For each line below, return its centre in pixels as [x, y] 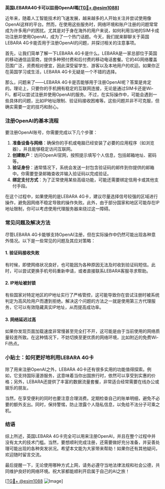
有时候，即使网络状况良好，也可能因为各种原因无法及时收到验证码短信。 [78, 264]
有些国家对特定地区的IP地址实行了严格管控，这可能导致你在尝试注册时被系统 [82, 295]
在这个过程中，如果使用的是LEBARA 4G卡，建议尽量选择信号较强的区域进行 [82, 196]
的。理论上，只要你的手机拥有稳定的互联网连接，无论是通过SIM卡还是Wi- [79, 88]
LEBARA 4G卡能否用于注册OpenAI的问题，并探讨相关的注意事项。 [72, 43]
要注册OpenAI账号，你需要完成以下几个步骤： [52, 132]
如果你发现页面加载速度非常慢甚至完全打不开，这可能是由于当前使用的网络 [80, 331]
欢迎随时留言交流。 [25, 455]
